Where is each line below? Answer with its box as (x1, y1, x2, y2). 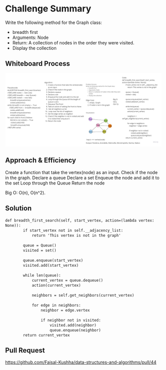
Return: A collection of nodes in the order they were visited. (12, 39, 135, 45)
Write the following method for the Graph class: (5, 19, 102, 25)
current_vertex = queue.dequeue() (31, 278, 103, 283)
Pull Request (5, 346, 45, 355)
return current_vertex (23, 333, 70, 338)
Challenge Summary (5, 3, 91, 14)
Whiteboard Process (5, 59, 71, 68)
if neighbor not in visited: (40, 318, 101, 323)
